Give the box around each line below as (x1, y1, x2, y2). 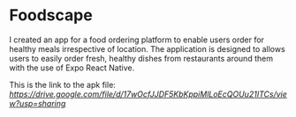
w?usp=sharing (9, 98, 66, 108)
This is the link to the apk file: (9, 79, 117, 90)
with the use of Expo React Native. (9, 62, 135, 73)
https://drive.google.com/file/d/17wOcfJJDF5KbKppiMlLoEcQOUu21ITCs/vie (9, 89, 287, 99)
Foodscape (9, 5, 93, 26)
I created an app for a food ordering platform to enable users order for (9, 34, 265, 45)
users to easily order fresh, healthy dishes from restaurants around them (9, 53, 274, 63)
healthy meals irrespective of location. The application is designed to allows (9, 43, 285, 54)
